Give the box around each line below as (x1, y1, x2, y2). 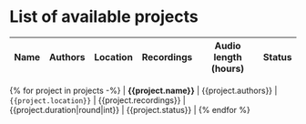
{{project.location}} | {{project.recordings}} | (9, 94, 187, 106)
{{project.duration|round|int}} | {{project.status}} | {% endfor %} (9, 104, 250, 115)
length (213, 50, 243, 63)
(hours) (210, 62, 245, 75)
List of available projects (9, 6, 199, 27)
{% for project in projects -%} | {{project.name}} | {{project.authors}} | (9, 85, 278, 96)
